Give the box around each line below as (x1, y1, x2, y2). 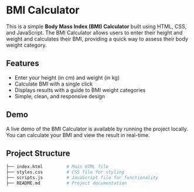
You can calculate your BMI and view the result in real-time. (6, 131, 150, 138)
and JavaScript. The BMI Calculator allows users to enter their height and (6, 29, 183, 36)
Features (6, 59, 39, 68)
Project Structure (6, 148, 70, 158)
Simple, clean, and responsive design (14, 92, 105, 100)
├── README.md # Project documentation (6, 180, 127, 186)
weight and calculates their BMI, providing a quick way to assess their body (6, 35, 189, 42)
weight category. (6, 42, 47, 49)
